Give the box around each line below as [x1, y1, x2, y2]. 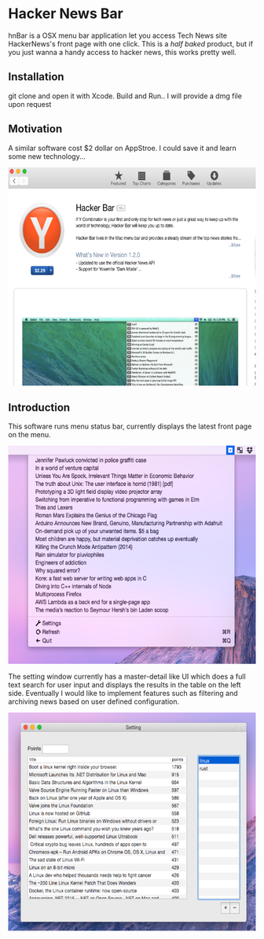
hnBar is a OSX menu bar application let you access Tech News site [8, 31, 228, 40]
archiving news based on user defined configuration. [8, 697, 180, 706]
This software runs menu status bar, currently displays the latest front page [8, 422, 252, 431]
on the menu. [8, 430, 51, 440]
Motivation [8, 123, 63, 136]
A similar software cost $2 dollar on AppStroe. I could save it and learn [8, 143, 237, 153]
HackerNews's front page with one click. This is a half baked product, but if [8, 39, 254, 48]
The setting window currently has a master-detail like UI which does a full [8, 672, 246, 681]
